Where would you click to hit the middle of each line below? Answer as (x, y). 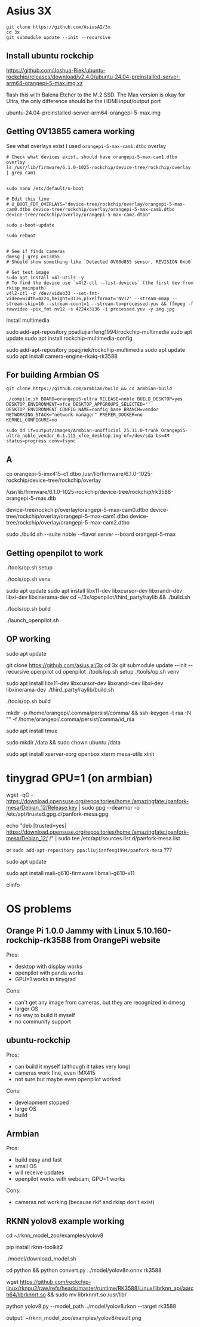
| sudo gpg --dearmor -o (109, 807)
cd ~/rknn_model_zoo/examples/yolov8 (55, 1235)
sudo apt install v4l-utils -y (45, 278)
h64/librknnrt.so (26, 1295)
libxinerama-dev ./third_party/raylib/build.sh (60, 689)
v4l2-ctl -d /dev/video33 (38, 293)
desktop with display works (48, 966)
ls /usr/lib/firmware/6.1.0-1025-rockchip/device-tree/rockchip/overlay (99, 167)
